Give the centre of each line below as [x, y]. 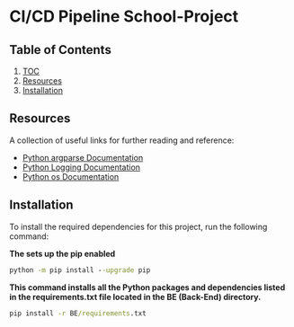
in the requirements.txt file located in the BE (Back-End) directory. [135, 296]
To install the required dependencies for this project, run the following [138, 226]
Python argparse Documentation [83, 157]
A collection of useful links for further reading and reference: [122, 140]
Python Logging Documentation [81, 167]
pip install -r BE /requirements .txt [78, 313]
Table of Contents [61, 50]
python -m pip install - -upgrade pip [80, 270]
